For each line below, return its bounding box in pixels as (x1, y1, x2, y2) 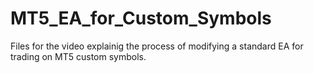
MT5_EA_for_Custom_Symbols (10, 7, 272, 30)
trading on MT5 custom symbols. (10, 50, 147, 62)
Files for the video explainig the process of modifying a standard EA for (10, 40, 304, 52)
